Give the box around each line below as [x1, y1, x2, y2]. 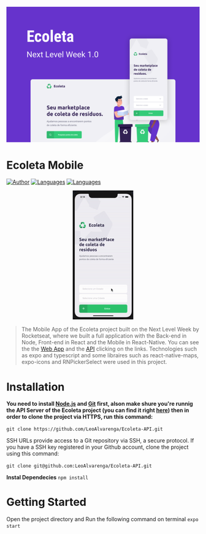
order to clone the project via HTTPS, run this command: [6, 413, 153, 420]
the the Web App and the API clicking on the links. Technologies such [21, 345, 197, 353]
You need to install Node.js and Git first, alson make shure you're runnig [6, 400, 193, 408]
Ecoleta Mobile [6, 158, 84, 172]
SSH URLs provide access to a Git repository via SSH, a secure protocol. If [6, 437, 194, 444]
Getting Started [6, 495, 87, 509]
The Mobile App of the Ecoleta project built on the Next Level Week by [21, 326, 199, 333]
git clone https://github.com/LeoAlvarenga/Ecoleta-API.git [6, 426, 164, 433]
